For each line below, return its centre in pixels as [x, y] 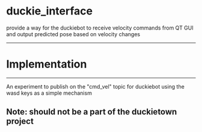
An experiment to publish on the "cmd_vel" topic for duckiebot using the [95, 86]
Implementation [47, 64]
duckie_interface [50, 11]
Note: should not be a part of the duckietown [92, 112]
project [20, 121]
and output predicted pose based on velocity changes [73, 34]
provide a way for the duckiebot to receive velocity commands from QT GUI [100, 28]
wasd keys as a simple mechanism [49, 93]
